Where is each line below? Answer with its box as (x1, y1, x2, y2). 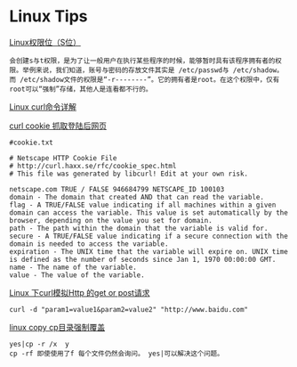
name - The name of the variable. (9, 263, 138, 272)
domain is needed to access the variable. (9, 239, 169, 249)
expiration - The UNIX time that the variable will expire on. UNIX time (9, 247, 289, 256)
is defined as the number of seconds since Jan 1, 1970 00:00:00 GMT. (9, 255, 277, 264)
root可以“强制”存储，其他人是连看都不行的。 (9, 85, 153, 94)
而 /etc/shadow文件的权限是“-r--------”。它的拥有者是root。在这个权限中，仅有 (9, 75, 280, 84)
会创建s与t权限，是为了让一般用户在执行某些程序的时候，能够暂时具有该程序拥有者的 (9, 56, 276, 65)
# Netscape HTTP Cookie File (9, 153, 117, 162)
